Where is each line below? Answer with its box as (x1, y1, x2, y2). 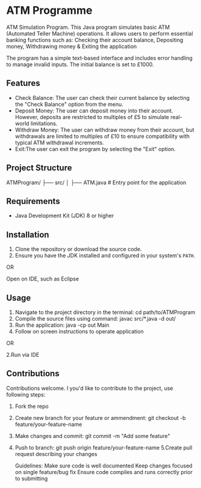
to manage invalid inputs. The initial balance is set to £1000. (6, 61, 155, 68)
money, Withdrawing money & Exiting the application (6, 43, 137, 50)
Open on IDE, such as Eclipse (6, 275, 79, 283)
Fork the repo (14, 403, 49, 410)
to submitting (14, 475, 48, 482)
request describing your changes (14, 450, 97, 457)
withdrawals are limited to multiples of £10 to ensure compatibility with (14, 132, 190, 140)
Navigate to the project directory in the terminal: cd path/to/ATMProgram (14, 309, 196, 316)
